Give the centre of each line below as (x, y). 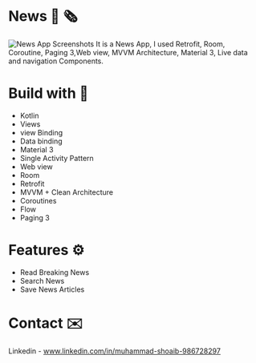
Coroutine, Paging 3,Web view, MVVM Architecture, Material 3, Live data (128, 52)
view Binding (41, 132)
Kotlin (29, 115)
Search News (42, 280)
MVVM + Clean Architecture (67, 192)
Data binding (41, 141)
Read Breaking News (55, 272)
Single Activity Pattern (57, 158)
